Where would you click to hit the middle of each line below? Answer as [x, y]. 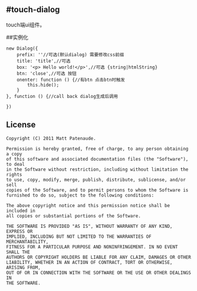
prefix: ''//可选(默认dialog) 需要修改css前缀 [70, 55]
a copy [14, 154]
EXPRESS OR [19, 231]
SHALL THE [18, 252]
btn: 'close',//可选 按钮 [47, 73]
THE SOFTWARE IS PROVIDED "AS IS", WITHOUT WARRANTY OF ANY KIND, [89, 226]
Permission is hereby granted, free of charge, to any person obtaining [97, 149]
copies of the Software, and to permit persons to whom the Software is [97, 190]
